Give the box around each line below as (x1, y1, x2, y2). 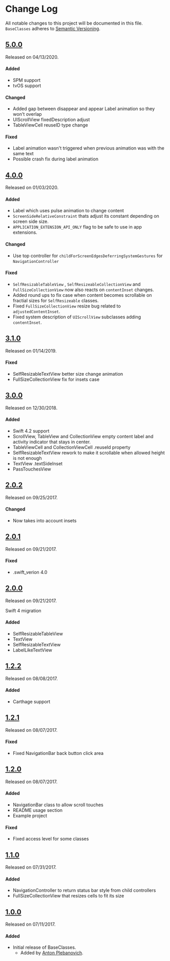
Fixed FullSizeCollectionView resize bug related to (12, 303, 121, 309)
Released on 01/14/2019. (5, 347, 57, 354)
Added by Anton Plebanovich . (20, 950, 83, 956)
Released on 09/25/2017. (5, 494, 58, 500)
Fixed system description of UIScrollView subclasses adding (12, 314, 141, 320)
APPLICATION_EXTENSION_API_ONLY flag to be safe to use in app (12, 224, 142, 230)
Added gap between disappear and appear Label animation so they (12, 106, 155, 112)
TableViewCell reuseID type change (12, 122, 88, 128)
